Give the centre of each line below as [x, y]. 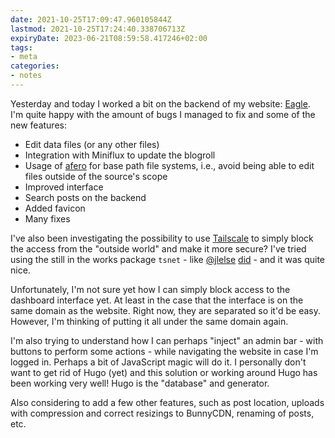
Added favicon [55, 208]
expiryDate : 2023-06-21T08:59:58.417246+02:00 [109, 38]
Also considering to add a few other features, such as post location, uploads [167, 402]
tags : [21, 47]
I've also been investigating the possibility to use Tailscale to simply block [162, 238]
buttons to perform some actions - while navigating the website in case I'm [164, 351]
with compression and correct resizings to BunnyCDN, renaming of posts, [162, 413]
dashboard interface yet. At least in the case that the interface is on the [157, 300]
